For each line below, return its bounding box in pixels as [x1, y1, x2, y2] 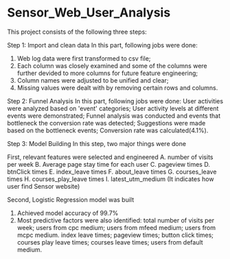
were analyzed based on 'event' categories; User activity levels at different [7, 104, 219, 112]
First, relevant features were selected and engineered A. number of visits [7, 153, 214, 161]
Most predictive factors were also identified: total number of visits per [16, 216, 215, 225]
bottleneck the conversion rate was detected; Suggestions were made [7, 118, 206, 127]
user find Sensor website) [7, 182, 80, 190]
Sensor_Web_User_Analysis [7, 5, 171, 21]
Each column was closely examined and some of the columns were [16, 61, 207, 70]
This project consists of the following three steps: [7, 28, 148, 36]
